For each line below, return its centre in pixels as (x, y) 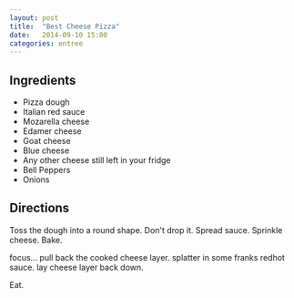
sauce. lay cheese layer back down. (76, 267)
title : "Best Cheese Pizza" (65, 26)
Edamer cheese (52, 131)
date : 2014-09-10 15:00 (58, 35)
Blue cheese (46, 150)
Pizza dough (46, 102)
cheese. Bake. (36, 240)
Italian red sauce (54, 112)
